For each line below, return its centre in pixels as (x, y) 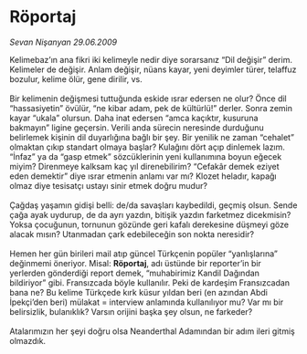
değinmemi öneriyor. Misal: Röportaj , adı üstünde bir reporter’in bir (136, 263)
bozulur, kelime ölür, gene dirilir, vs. (76, 78)
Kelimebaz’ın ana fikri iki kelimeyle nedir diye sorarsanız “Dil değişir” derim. (151, 59)
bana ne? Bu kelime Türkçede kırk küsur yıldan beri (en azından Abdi (138, 292)
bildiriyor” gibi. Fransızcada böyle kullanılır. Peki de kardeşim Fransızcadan (150, 282)
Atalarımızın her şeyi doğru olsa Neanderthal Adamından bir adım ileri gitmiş (152, 331)
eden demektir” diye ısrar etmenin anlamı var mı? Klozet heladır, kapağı (143, 176)
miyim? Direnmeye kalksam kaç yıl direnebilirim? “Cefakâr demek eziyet (145, 166)
